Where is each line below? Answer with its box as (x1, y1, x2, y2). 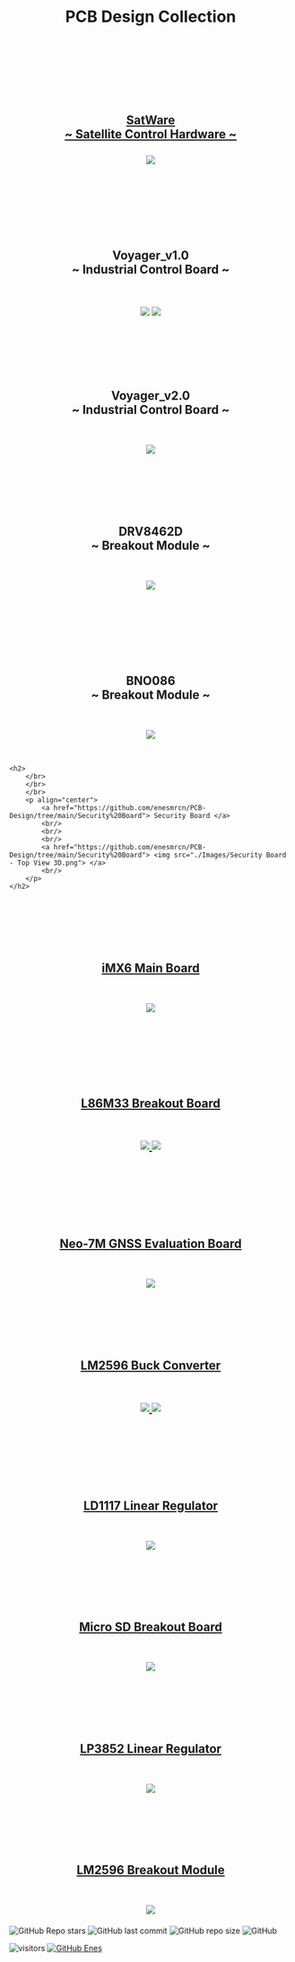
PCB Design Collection (65, 6, 237, 27)
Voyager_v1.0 (111, 248, 190, 263)
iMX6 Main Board (101, 960, 200, 975)
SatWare (126, 112, 176, 128)
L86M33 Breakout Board (80, 1095, 221, 1111)
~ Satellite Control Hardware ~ (64, 127, 238, 142)
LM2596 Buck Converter (80, 1358, 221, 1373)
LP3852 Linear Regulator (79, 1741, 222, 1756)
